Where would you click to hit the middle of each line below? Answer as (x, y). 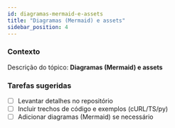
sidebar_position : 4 (38, 27)
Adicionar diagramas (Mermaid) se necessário (85, 117)
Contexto (24, 52)
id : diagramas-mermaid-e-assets (55, 14)
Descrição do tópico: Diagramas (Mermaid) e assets (85, 67)
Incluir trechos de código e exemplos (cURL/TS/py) (93, 109)
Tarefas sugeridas (39, 86)
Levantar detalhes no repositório (65, 100)
